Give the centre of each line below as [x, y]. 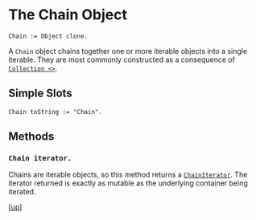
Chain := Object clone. [48, 36]
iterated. [22, 192]
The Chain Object [68, 15]
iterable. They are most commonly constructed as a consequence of [122, 59]
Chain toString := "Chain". [56, 112]
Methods [31, 137]
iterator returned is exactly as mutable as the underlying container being [128, 183]
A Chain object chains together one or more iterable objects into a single [128, 51]
